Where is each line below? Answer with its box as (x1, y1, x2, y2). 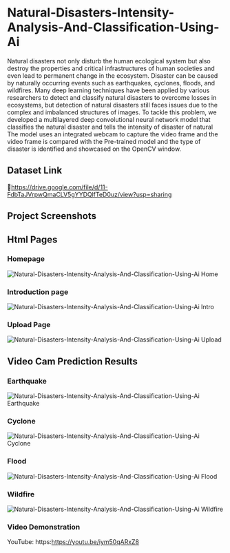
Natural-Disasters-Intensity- (7, 5, 174, 21)
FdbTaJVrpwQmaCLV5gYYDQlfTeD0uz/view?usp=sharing (7, 190, 172, 198)
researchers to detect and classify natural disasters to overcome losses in (7, 93, 217, 101)
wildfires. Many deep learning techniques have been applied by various (7, 86, 210, 94)
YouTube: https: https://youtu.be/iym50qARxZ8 (7, 538, 140, 546)
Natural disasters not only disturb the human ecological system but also (7, 56, 211, 65)
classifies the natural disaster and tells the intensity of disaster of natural (7, 123, 213, 131)
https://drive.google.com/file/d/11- (11, 182, 108, 191)
